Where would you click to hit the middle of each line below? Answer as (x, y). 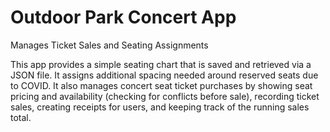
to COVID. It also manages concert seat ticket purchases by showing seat (161, 85)
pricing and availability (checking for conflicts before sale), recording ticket (165, 96)
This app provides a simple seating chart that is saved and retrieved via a (161, 64)
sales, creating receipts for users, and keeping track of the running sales (160, 107)
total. (21, 117)
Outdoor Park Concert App (123, 17)
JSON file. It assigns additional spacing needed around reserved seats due (164, 75)
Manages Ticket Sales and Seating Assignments (109, 45)
